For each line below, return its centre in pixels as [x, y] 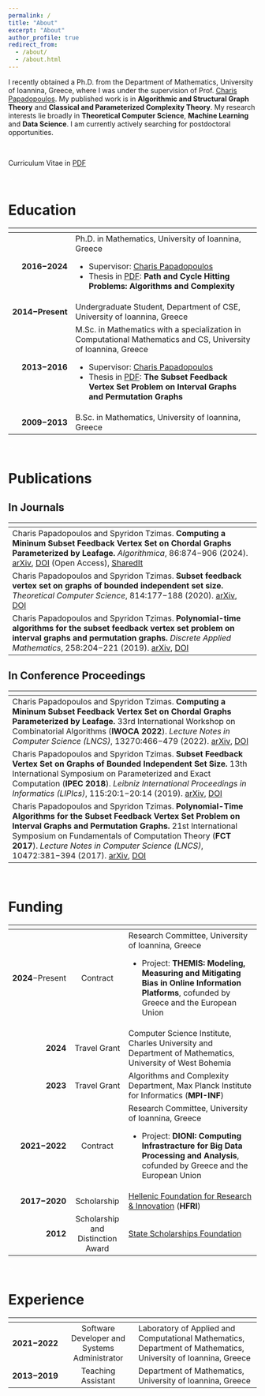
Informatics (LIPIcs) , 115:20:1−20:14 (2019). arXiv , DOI [117, 793]
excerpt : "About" [37, 30]
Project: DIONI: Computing [192, 1135]
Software [99, 1328]
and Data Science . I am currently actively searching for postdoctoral [119, 124]
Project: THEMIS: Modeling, [194, 963]
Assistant [98, 1380]
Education [42, 210]
